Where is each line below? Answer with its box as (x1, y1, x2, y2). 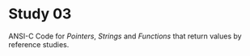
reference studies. (8, 39, 70, 49)
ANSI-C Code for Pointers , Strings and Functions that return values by (8, 31, 242, 41)
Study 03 (8, 5, 72, 23)
